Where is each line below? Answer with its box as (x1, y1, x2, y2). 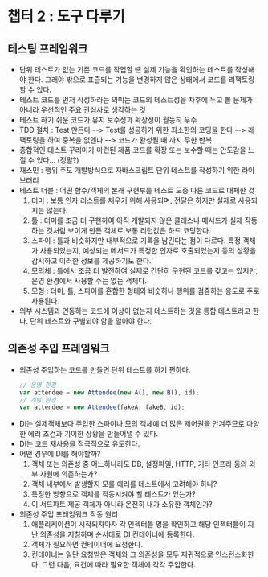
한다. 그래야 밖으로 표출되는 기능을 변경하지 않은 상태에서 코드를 (27, 75, 227, 84)
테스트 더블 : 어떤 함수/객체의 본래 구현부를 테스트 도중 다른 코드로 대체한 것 (18, 186, 255, 195)
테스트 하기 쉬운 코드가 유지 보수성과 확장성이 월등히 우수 (18, 115, 197, 125)
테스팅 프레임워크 (7, 42, 88, 56)
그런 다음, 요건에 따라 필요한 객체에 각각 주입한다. (42, 560, 196, 570)
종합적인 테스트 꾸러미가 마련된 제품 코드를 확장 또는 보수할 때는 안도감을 (18, 146, 246, 155)
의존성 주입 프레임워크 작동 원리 (18, 509, 118, 519)
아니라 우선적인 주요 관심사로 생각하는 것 (18, 105, 146, 114)
